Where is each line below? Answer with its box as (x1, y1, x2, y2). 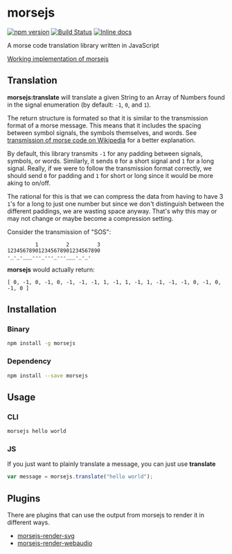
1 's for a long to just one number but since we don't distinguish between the (7, 199, 224, 208)
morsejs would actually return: (7, 265, 95, 274)
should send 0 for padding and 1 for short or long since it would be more (7, 171, 213, 179)
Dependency (7, 357, 52, 366)
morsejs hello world (7, 428, 67, 435)
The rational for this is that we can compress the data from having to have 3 (7, 192, 224, 200)
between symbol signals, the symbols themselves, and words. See (7, 128, 197, 136)
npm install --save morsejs (7, 372, 89, 379)
